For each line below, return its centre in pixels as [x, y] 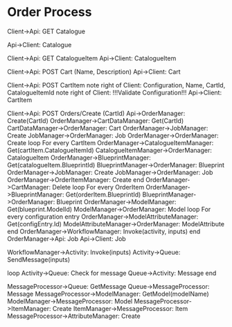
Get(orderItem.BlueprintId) [103, 194]
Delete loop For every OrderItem [98, 187]
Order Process [50, 12]
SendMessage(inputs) [39, 259]
